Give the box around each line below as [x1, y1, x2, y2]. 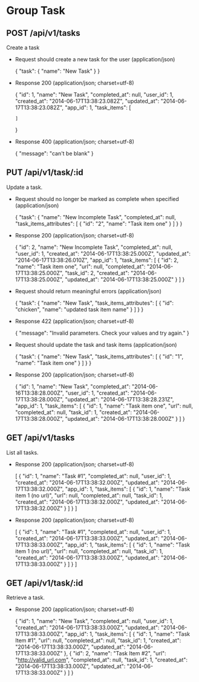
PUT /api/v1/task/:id [6, 168, 83, 178]
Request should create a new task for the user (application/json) [15, 56, 175, 63]
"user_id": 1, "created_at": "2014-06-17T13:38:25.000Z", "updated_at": [15, 250, 191, 257]
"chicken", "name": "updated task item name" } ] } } [15, 305, 144, 313]
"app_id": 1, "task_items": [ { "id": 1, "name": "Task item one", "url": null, [15, 402, 194, 409]
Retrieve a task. [6, 594, 45, 601]
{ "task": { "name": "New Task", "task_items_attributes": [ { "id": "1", [15, 353, 183, 360]
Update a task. [6, 183, 43, 191]
